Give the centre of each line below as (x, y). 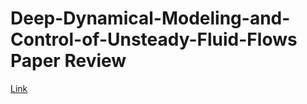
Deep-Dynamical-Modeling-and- (150, 18)
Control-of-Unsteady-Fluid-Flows (154, 39)
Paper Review (68, 61)
